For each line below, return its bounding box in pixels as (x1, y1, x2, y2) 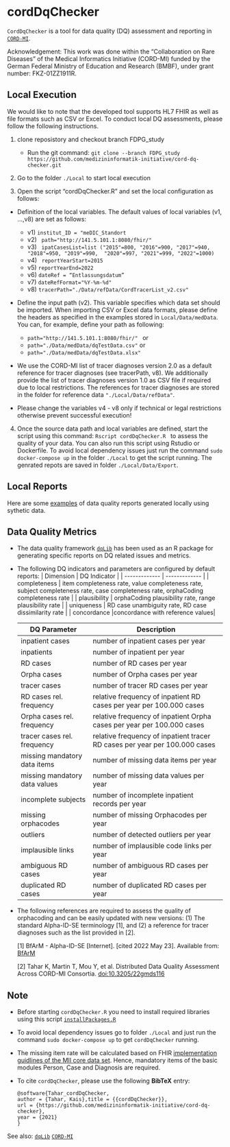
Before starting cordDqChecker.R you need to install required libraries (16, 1008, 210, 1016)
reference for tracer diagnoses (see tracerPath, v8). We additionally (16, 368, 209, 377)
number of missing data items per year (92, 756, 217, 765)
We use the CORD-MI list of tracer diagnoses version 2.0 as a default (16, 361, 212, 370)
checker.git (27, 162, 62, 169)
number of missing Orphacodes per (92, 810, 207, 820)
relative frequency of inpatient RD (92, 692, 201, 701)
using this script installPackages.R (16, 1015, 116, 1024)
